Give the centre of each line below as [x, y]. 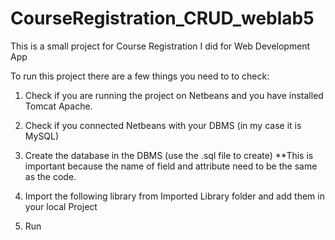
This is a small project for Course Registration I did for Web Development [160, 46]
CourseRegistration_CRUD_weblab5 [162, 18]
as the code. [50, 176]
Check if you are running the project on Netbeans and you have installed [174, 95]
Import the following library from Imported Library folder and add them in [174, 196]
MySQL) [42, 136]
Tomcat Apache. [58, 106]
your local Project [61, 206]
